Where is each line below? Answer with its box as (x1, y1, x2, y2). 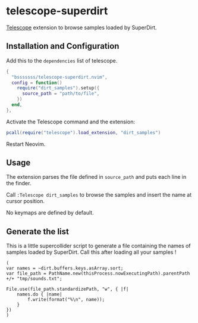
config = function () (11, 79, 62, 86)
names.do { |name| (17, 291, 62, 297)
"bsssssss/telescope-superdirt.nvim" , (11, 74, 108, 80)
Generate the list (6, 226, 70, 237)
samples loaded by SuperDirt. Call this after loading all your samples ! (6, 249, 177, 256)
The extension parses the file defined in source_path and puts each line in (6, 173, 187, 181)
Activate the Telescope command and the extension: (6, 118, 136, 125)
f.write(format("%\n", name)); (27, 297, 105, 303)
